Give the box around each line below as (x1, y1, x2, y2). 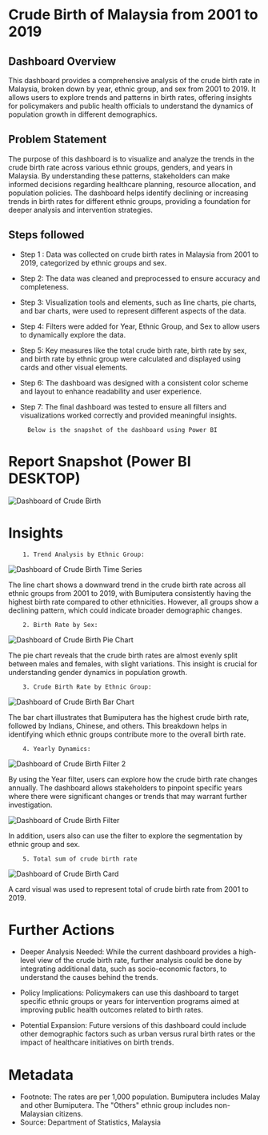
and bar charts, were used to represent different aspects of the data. (19, 306, 246, 315)
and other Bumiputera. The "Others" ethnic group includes (19, 1101, 214, 1110)
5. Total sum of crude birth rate (22, 854, 138, 863)
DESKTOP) (8, 470, 81, 487)
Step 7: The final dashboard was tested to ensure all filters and (19, 402, 226, 411)
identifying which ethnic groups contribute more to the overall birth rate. (8, 729, 246, 739)
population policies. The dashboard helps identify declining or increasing (8, 188, 249, 198)
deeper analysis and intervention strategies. (8, 205, 154, 214)
